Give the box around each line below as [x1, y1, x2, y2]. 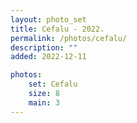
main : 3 [28, 97, 60, 108]
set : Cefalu [28, 79, 78, 90]
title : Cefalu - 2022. [10, 24, 105, 34]
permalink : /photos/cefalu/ [10, 33, 128, 43]
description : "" [10, 42, 78, 53]
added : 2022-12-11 [10, 52, 87, 62]
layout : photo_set [10, 14, 87, 25]
